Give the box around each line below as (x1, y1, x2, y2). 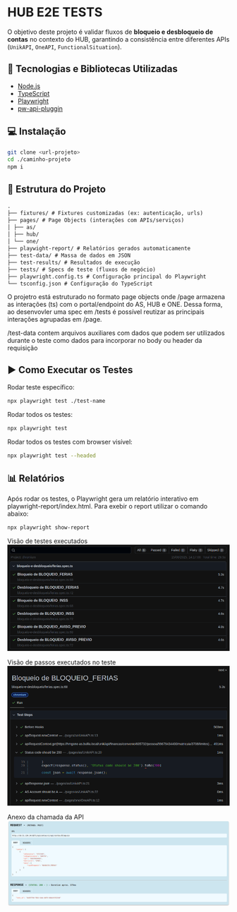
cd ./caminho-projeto (7, 156, 71, 163)
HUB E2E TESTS (7, 4, 103, 20)
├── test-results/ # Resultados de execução (7, 259, 140, 266)
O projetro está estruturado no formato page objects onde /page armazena (7, 293, 226, 300)
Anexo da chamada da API (7, 813, 85, 822)
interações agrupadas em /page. (7, 315, 102, 323)
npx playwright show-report (7, 524, 90, 531)
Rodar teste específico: (7, 382, 75, 391)
